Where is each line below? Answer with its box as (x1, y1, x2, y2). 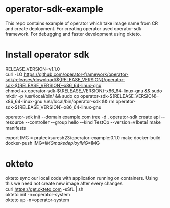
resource (5, 119, 25, 126)
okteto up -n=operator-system (5, 197, 69, 203)
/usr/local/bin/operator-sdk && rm (43, 98, 115, 105)
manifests (5, 124, 26, 131)
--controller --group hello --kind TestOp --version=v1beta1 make (25, 119, 161, 126)
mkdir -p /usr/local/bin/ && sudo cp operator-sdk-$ (5, 93, 113, 99)
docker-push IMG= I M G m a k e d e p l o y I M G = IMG (5, 140, 100, 146)
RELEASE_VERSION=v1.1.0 (5, 66, 60, 72)
